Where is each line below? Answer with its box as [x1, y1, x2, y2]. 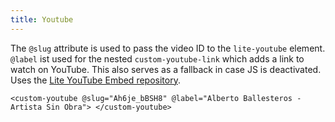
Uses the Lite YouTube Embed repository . [10, 74, 181, 86]
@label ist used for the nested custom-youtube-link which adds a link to [10, 52, 305, 65]
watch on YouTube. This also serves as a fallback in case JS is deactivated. [10, 63, 322, 75]
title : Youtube [10, 14, 74, 25]
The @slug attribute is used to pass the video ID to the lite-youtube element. [10, 42, 326, 54]
